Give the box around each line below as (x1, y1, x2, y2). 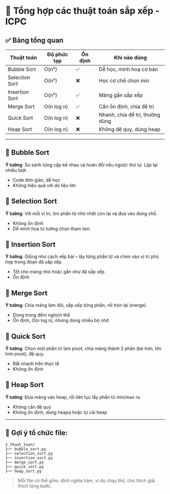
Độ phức (47, 51, 68, 58)
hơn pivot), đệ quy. (5, 351, 45, 357)
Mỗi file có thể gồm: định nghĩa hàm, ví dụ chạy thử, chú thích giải (17, 477, 155, 483)
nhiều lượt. (5, 167, 27, 173)
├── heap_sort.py (5, 468, 42, 474)
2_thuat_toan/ (5, 442, 35, 447)
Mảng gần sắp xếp (98, 92, 143, 99)
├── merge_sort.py (5, 460, 44, 465)
